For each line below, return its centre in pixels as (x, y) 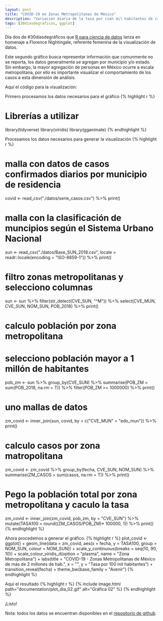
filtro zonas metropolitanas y (64, 277)
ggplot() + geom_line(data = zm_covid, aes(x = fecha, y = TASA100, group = (81, 543)
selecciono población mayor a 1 (70, 359)
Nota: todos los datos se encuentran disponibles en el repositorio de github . (81, 613)
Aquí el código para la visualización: (41, 87)
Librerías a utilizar (42, 116)
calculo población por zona (61, 326)
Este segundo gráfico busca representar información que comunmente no (79, 57)
